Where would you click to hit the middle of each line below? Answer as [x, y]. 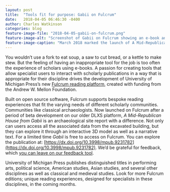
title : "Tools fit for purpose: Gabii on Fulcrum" [61, 15]
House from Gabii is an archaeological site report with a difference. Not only [84, 121]
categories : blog [24, 29]
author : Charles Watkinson [34, 24]
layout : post [19, 10]
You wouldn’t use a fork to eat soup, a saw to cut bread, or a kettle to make [83, 57]
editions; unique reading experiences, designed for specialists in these [79, 179]
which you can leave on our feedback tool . [50, 153]
